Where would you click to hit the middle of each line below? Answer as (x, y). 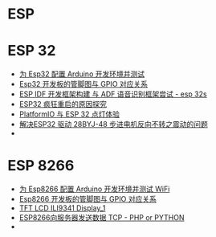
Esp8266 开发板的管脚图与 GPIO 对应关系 (88, 199)
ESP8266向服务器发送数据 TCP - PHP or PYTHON (102, 218)
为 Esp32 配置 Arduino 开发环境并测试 (82, 74)
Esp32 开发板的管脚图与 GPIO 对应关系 (84, 84)
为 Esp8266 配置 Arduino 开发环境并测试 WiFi (94, 189)
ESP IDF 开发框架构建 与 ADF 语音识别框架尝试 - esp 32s (113, 94)
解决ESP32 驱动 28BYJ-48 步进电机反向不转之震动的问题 (113, 125)
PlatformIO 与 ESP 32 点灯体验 (69, 114)
